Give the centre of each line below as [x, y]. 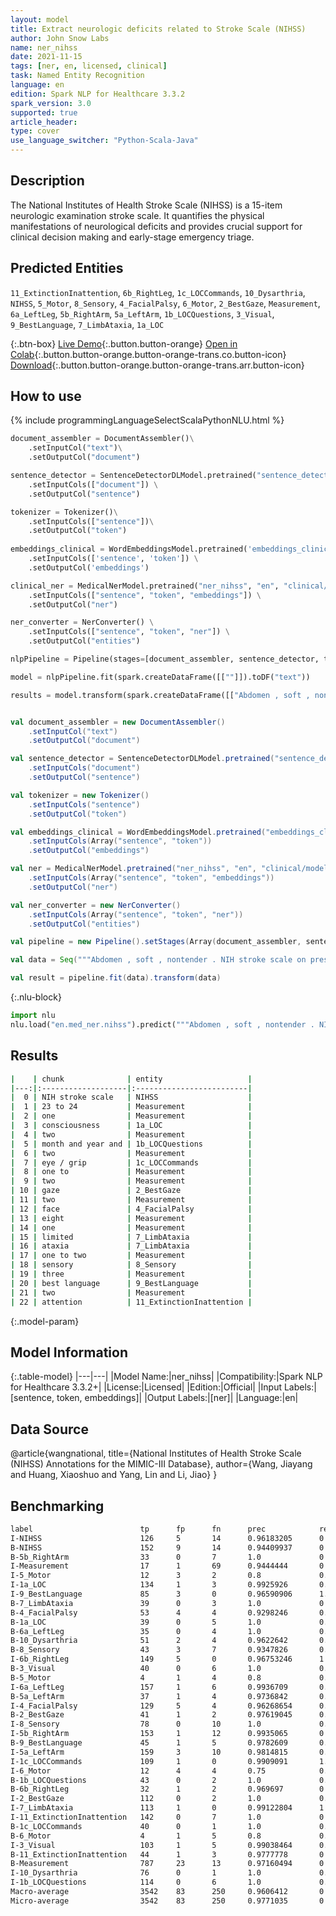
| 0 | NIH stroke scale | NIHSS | [131, 1097]
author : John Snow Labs [60, 38]
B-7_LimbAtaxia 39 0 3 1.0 [136, 1603]
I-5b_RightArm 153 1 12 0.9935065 [149, 1734]
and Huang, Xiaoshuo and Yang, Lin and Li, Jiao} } [114, 1475]
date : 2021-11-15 [46, 57]
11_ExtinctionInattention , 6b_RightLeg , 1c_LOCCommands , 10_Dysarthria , [158, 292]
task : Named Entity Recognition [77, 76]
